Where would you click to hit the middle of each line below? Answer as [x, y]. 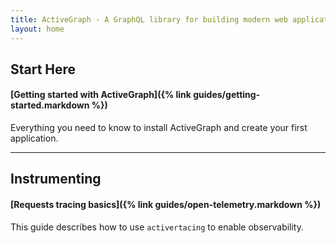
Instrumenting [56, 179]
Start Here [43, 69]
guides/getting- [227, 95]
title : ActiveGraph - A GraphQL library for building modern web [149, 19]
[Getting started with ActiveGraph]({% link [101, 95]
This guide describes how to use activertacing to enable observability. [157, 227]
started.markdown [50, 105]
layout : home [37, 29]
